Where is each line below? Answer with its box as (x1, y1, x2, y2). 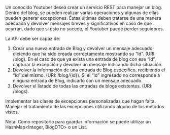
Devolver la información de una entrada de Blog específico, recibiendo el (12, 67, 165, 73)
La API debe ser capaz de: (5, 35, 61, 41)
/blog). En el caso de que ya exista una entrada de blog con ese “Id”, (12, 56, 156, 62)
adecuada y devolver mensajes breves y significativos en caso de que (5, 20, 152, 26)
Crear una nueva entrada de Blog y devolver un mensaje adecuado (12, 46, 153, 51)
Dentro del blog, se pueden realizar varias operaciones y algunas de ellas (5, 10, 159, 16)
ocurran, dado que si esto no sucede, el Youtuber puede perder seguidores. (5, 26, 164, 32)
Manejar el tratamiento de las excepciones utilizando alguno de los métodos (5, 104, 164, 109)
